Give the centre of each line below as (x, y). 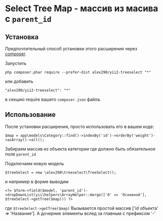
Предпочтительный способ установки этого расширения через (71, 49)
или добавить (19, 81)
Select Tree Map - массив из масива (81, 9)
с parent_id (28, 19)
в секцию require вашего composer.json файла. (53, 99)
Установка (22, 37)
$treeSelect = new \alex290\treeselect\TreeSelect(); (61, 172)
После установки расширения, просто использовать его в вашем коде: (80, 126)
